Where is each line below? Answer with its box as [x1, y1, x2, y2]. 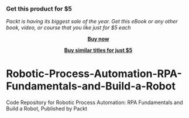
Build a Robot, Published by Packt [6, 105, 88, 112]
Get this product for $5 [6, 5, 72, 13]
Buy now [87, 36, 109, 43]
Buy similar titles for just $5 [64, 47, 133, 54]
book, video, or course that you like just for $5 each [6, 24, 131, 31]
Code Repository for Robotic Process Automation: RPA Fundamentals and [6, 99, 183, 106]
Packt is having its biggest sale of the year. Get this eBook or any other [6, 18, 178, 25]
